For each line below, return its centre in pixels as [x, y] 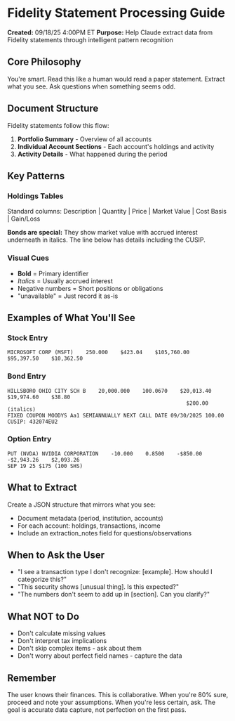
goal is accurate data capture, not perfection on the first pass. [97, 710]
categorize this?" [42, 579]
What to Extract [42, 487]
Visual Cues [28, 258]
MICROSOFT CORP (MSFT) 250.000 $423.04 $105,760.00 [99, 353]
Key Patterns [36, 176]
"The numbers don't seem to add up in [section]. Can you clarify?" [114, 595]
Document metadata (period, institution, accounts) [90, 518]
